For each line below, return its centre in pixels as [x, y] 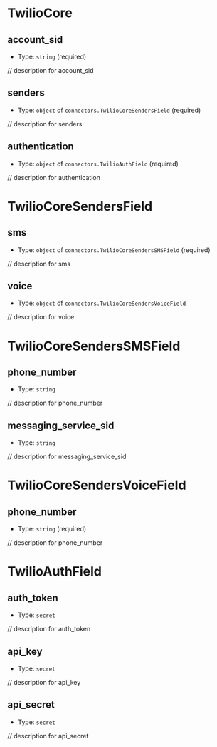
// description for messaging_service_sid [67, 457]
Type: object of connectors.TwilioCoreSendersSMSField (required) [114, 250]
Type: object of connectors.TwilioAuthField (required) [98, 164]
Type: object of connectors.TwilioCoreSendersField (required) [109, 110]
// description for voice [41, 317]
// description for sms [39, 264]
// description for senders [45, 124]
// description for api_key [44, 683]
